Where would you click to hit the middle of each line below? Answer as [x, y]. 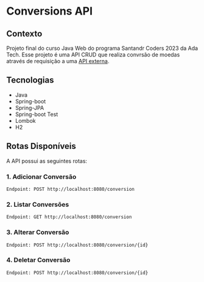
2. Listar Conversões [38, 204]
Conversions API [50, 11]
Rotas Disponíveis [41, 146]
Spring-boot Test [37, 114]
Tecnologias [30, 80]
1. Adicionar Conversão [41, 176]
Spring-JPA [30, 108]
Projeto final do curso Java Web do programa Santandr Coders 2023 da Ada [102, 48]
